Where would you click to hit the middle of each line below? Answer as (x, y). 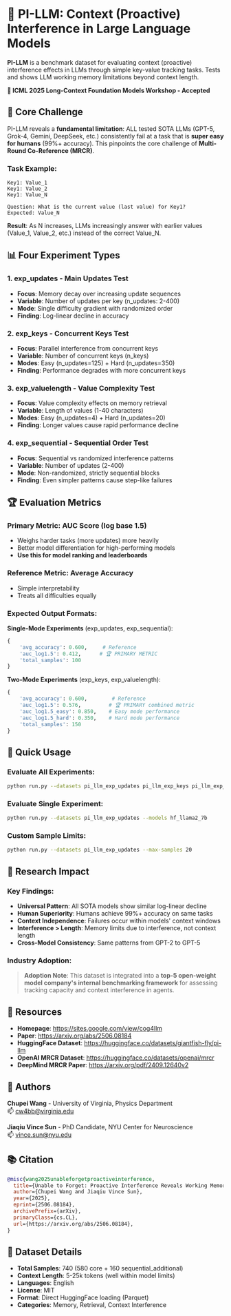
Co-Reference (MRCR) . (61, 150)
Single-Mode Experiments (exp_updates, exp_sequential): (90, 628)
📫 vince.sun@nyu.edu (40, 1134)
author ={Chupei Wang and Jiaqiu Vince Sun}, (78, 1192)
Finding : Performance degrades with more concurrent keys (101, 371)
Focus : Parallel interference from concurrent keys (88, 349)
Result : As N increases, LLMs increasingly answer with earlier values (105, 226)
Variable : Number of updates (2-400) (70, 465)
